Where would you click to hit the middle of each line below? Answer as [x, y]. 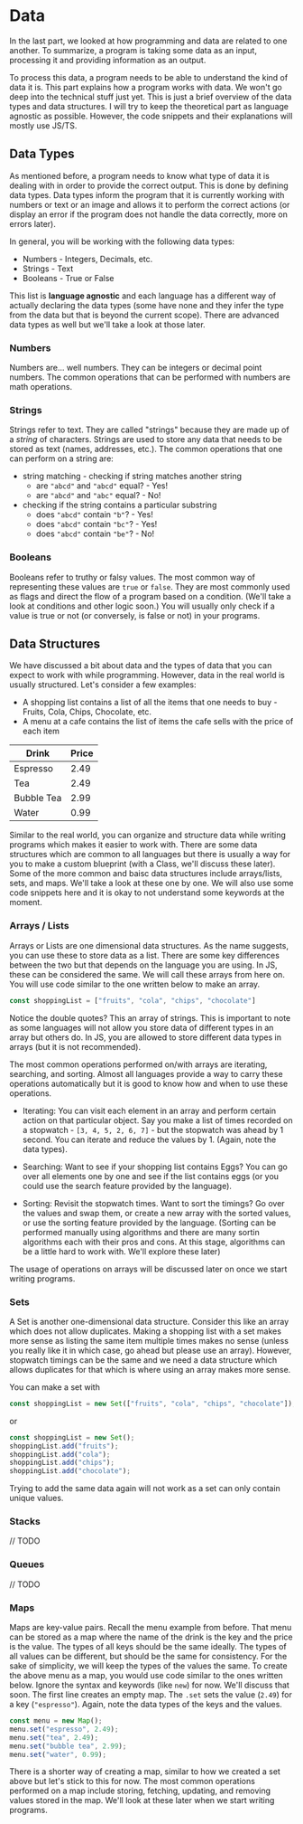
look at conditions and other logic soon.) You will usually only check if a [142, 606]
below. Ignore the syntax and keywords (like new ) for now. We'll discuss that [150, 1685]
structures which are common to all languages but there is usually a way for [150, 855]
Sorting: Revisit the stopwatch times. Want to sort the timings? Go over [154, 1203]
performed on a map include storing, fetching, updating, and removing [140, 1791]
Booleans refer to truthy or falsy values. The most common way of [132, 577]
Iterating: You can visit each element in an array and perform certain [149, 1110]
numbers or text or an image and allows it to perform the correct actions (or [150, 204]
